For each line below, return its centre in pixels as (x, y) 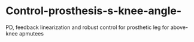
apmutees (32, 33)
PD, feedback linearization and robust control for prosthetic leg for (87, 27)
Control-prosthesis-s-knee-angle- (94, 11)
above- (179, 27)
